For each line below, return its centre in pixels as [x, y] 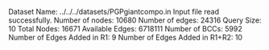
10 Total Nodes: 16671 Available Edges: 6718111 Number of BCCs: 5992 [126, 29]
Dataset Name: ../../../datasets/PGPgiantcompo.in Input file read [114, 12]
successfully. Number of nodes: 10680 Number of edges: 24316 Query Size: [135, 20]
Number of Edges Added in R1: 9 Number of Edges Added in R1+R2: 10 [126, 37]
